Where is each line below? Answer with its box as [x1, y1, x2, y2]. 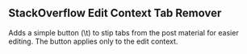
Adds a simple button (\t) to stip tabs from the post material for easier [8, 27, 240, 37]
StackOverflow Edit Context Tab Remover [8, 6, 222, 20]
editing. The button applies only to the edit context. [8, 36, 178, 46]
